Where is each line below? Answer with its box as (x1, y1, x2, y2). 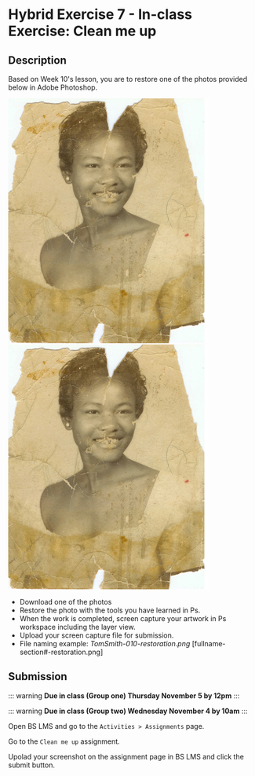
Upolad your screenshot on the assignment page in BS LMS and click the (8, 752, 245, 761)
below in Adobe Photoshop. (8, 83, 98, 92)
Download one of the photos (19, 598, 112, 606)
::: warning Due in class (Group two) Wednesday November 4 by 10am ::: (8, 706, 248, 715)
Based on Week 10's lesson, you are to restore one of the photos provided (8, 75, 248, 83)
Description (8, 53, 67, 67)
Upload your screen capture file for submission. (19, 631, 174, 640)
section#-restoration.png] (19, 647, 104, 656)
